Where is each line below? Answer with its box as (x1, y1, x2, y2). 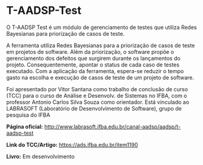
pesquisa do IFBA (6, 111, 50, 118)
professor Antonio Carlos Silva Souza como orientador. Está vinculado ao (6, 98, 190, 106)
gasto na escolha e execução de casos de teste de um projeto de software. (6, 74, 195, 81)
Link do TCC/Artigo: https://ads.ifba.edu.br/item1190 (6, 141, 138, 148)
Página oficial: (6, 123, 44, 130)
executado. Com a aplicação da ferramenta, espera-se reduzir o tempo (6, 67, 184, 74)
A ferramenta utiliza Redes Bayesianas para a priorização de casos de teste (6, 42, 195, 49)
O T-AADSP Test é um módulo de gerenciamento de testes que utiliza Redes (6, 24, 197, 31)
